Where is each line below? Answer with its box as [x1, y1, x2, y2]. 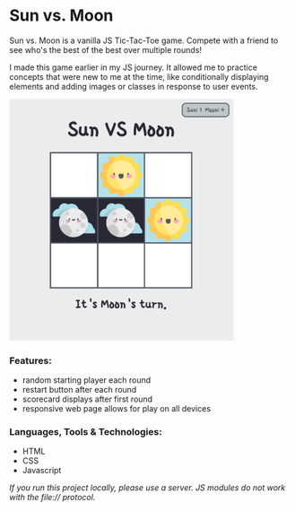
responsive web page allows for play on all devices [22, 403, 212, 413]
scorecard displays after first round [22, 394, 153, 404]
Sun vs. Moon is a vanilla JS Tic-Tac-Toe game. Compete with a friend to [9, 35, 279, 46]
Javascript [22, 465, 62, 476]
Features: [9, 354, 52, 367]
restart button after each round [22, 384, 137, 394]
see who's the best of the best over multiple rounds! [9, 44, 203, 55]
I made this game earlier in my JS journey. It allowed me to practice [9, 62, 258, 73]
